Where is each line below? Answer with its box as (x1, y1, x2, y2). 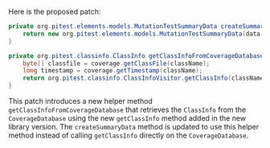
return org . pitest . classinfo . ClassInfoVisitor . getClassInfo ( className (22, 74, 264, 83)
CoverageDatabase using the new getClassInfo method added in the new (8, 113, 247, 123)
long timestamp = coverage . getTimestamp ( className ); (22, 67, 203, 75)
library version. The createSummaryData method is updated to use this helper (8, 122, 260, 131)
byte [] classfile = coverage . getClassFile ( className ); (22, 60, 211, 68)
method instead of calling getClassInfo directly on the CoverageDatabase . (8, 130, 249, 140)
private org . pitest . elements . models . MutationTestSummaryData (8, 23, 218, 31)
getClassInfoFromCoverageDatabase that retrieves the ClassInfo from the (8, 105, 247, 114)
